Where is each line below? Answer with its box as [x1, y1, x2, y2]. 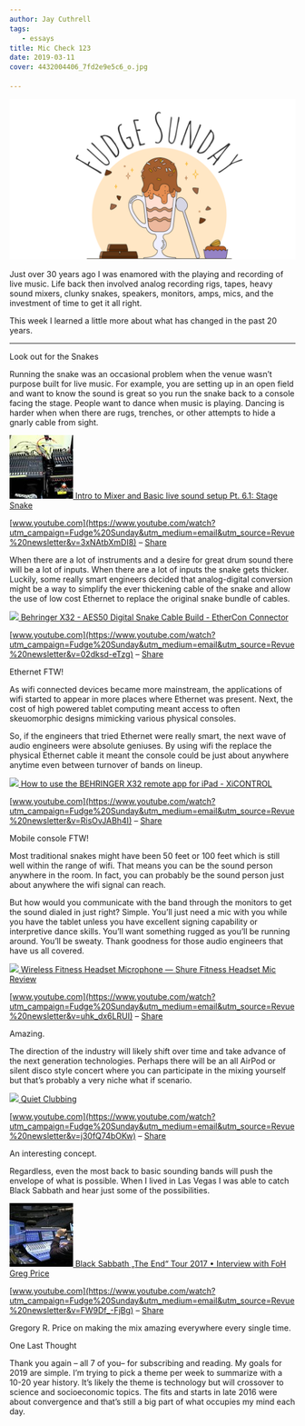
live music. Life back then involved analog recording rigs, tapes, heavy [9, 278, 273, 290]
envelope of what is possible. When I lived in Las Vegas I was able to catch [9, 1175, 290, 1186]
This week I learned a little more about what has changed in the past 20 [9, 315, 278, 326]
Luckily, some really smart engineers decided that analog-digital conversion [9, 573, 293, 585]
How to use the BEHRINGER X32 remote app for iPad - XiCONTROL [20, 778, 272, 790]
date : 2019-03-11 [9, 53, 75, 63]
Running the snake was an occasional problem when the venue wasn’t [9, 369, 272, 380]
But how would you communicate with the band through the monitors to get [9, 897, 292, 908]
